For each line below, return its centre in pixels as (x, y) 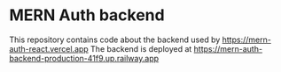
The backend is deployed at (141, 48)
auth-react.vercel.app (49, 48)
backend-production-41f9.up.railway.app (84, 58)
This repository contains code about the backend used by (115, 40)
